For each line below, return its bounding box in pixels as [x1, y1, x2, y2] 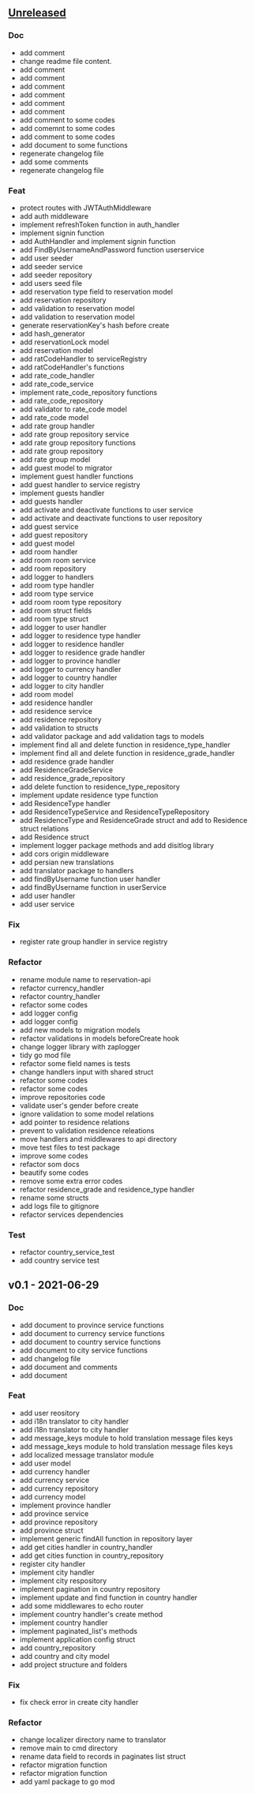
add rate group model [19, 454, 91, 464]
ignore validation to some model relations [19, 1109, 155, 1118]
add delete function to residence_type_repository [19, 782, 180, 791]
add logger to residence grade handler [19, 647, 146, 657]
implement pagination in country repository [19, 1584, 160, 1593]
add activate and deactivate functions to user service [19, 505, 193, 514]
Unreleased [8, 6, 67, 20]
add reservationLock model [19, 337, 109, 347]
